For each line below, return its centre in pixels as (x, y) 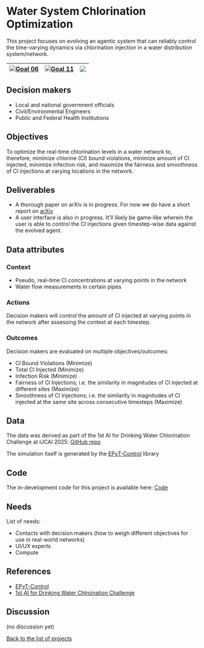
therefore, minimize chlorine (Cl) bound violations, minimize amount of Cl (98, 158)
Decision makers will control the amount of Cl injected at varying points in (99, 316)
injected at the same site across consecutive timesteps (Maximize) (99, 402)
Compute (27, 552)
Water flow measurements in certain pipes (68, 287)
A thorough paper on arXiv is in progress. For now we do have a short (102, 204)
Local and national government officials (65, 105)
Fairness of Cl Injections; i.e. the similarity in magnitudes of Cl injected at (106, 382)
